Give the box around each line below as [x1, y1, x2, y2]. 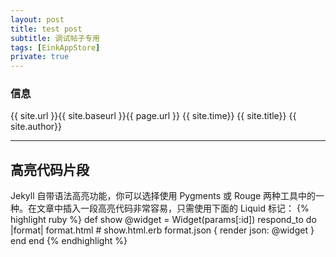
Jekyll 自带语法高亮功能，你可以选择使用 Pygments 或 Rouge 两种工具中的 [10, 190, 317, 202]
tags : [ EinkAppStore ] [10, 42, 101, 53]
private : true [10, 52, 70, 62]
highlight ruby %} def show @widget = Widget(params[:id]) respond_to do [10, 214, 317, 226]
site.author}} [10, 121, 63, 133]
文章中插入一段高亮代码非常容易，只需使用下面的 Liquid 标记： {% [36, 202, 310, 215]
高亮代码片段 [10, 161, 90, 178]
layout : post [10, 14, 65, 25]
